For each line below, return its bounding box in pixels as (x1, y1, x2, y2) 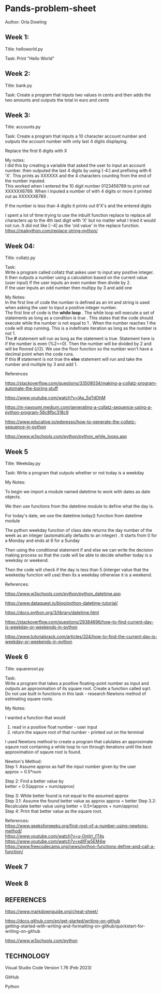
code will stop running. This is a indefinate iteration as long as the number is (5, 325, 157, 331)
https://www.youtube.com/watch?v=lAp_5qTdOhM (5, 395, 105, 401)
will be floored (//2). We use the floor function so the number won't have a (5, 346, 153, 352)
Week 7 (5, 863, 28, 871)
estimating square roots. (5, 696, 54, 701)
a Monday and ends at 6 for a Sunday (5, 538, 80, 543)
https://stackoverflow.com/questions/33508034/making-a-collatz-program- (5, 380, 157, 386)
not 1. (5, 331, 16, 336)
